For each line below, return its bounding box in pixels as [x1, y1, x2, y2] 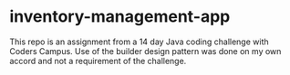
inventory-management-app [9, 6, 231, 27]
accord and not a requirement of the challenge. [9, 55, 187, 66]
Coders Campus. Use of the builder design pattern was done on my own [9, 45, 282, 56]
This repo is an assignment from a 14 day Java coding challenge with [9, 36, 269, 47]
